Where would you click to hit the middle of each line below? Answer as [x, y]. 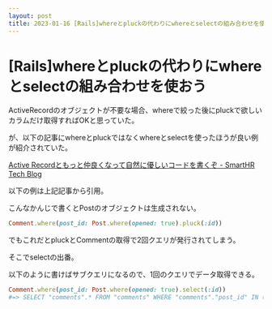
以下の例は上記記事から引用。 [58, 191]
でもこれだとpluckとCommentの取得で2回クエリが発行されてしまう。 [124, 240]
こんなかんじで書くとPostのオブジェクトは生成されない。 [104, 208]
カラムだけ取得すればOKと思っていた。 [74, 120]
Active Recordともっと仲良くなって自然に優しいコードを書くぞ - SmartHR [132, 165]
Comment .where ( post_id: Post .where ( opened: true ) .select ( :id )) [117, 290]
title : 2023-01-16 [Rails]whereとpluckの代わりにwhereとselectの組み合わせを [134, 24]
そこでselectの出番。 [43, 257]
